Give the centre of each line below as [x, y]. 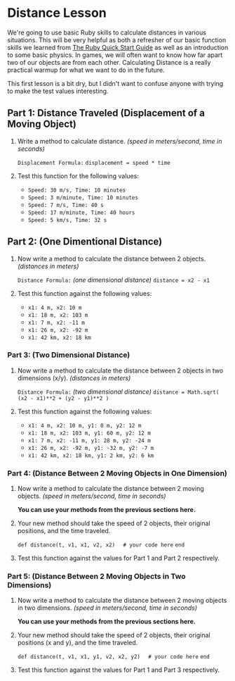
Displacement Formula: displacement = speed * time [94, 163]
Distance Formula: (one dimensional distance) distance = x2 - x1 [114, 280]
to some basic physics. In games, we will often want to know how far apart [115, 55]
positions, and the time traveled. [64, 531]
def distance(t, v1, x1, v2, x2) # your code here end [101, 545]
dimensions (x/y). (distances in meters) [74, 377]
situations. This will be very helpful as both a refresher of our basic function [117, 39]
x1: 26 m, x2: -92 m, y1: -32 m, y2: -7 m [91, 448]
